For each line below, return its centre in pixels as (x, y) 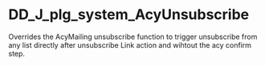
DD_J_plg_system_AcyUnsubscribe (129, 15)
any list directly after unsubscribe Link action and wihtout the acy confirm (130, 45)
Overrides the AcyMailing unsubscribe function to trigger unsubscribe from (133, 37)
